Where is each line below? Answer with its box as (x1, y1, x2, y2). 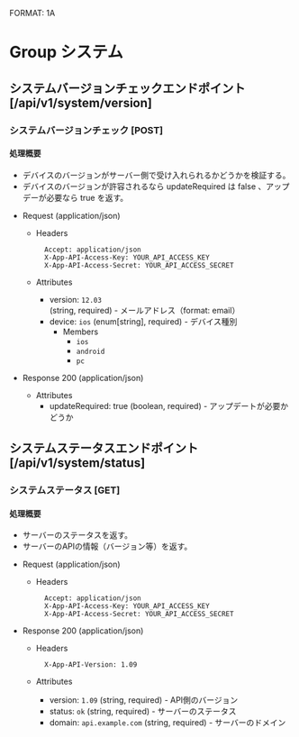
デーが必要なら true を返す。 (22, 192, 129, 203)
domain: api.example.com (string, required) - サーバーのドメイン (49, 717, 286, 728)
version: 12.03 (49, 294, 102, 305)
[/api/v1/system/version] (9, 95, 153, 111)
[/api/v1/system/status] (9, 455, 146, 471)
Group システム (9, 42, 123, 62)
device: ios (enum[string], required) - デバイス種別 (49, 315, 238, 327)
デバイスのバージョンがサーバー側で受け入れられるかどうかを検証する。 (22, 169, 291, 180)
